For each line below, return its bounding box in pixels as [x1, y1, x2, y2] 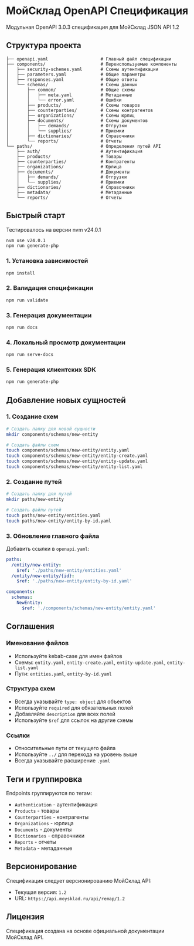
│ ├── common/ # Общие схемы [6, 87, 135, 93]
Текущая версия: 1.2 [14, 889, 67, 896]
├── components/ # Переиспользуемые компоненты [6, 61, 177, 67]
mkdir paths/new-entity [6, 497, 64, 503]
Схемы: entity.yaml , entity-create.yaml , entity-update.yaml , [14, 659, 166, 666]
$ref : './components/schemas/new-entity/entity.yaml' [21, 605, 156, 611]
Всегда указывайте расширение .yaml [14, 757, 110, 764]
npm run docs [6, 324, 38, 330]
